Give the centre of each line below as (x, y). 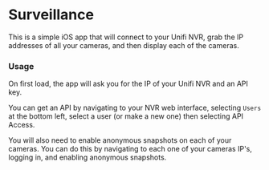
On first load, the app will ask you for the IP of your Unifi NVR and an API (128, 84)
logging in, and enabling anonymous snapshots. (88, 157)
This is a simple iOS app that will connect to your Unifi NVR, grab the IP (126, 37)
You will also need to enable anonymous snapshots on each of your (120, 140)
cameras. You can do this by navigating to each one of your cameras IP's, (130, 149)
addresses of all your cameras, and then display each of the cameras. (124, 45)
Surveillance (51, 15)
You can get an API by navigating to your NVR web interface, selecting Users (135, 108)
